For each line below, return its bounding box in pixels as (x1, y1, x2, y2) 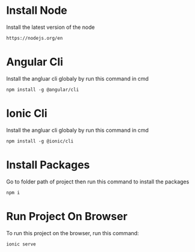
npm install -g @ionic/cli (6, 138, 74, 144)
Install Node (6, 4, 68, 17)
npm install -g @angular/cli (6, 87, 79, 93)
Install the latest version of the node (6, 23, 95, 31)
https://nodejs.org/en (6, 35, 63, 41)
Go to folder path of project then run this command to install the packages (6, 178, 190, 185)
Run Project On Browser (6, 209, 128, 223)
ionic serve (6, 241, 36, 247)
